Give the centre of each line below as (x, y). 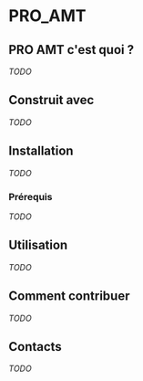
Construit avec (51, 100)
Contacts (36, 347)
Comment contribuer (69, 296)
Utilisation (38, 245)
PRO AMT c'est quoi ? (71, 50)
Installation (41, 151)
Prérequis (31, 196)
